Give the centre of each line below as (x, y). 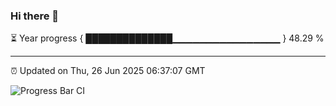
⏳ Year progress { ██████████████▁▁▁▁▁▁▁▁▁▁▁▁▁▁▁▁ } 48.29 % (167, 38)
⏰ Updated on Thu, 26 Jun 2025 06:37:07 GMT (108, 71)
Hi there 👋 (35, 16)
